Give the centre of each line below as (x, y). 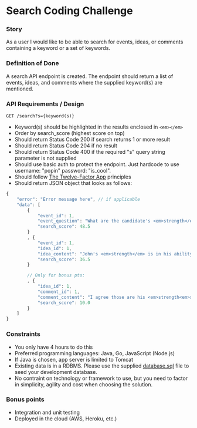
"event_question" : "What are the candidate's (94, 221)
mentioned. (20, 89)
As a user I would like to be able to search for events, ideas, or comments (95, 42)
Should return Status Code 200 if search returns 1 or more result (92, 140)
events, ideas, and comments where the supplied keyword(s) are (84, 82)
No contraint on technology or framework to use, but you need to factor (101, 378)
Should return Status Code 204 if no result (66, 146)
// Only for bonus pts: (56, 275)
